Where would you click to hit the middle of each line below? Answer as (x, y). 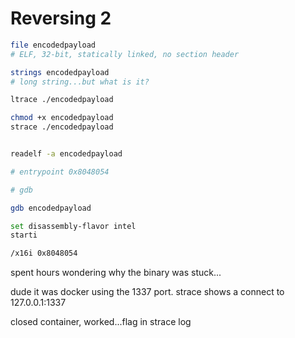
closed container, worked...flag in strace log (101, 322)
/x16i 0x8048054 (44, 253)
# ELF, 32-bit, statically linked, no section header (125, 54)
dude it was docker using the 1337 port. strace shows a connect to (147, 292)
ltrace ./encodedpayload (62, 100)
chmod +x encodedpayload (62, 118)
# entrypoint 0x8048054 (60, 172)
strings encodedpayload (60, 72)
